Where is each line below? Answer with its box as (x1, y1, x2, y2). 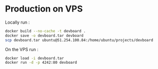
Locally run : (5, 19, 30, 25)
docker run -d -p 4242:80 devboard (5, 60, 77, 65)
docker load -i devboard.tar (5, 55, 64, 61)
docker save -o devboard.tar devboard (5, 33, 84, 38)
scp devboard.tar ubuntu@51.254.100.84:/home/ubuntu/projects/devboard (5, 38, 153, 42)
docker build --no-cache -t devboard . (5, 28, 86, 33)
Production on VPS (5, 3, 83, 14)
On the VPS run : (5, 46, 39, 52)
